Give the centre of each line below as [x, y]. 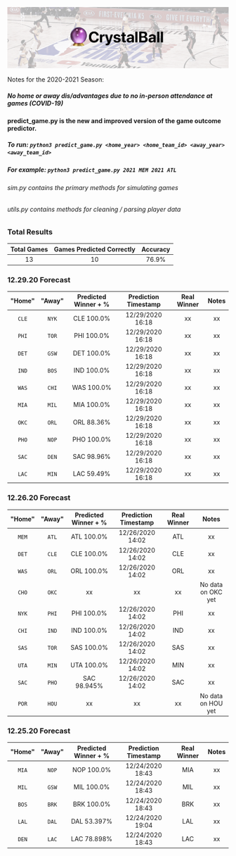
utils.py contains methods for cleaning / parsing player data [94, 209]
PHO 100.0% [92, 439]
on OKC [211, 592]
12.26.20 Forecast [39, 498]
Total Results [30, 232]
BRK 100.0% [92, 804]
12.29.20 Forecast [39, 279]
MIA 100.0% [92, 405]
